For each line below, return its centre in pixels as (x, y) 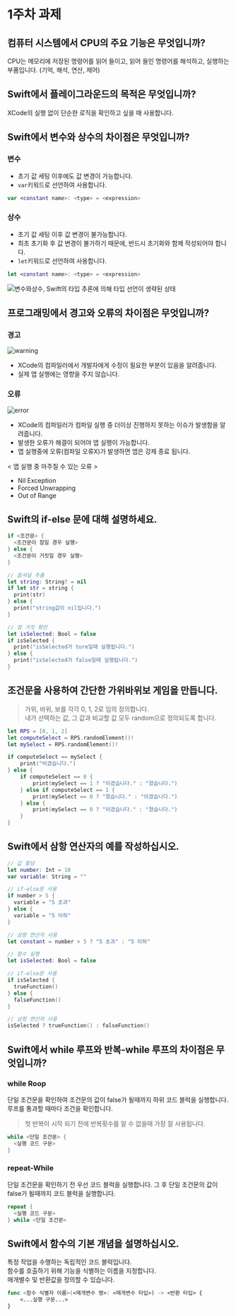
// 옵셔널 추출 (26, 575)
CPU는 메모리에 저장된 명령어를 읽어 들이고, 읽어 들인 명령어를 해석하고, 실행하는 (118, 61)
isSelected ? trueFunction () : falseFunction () (79, 1026)
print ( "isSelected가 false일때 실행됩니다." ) (76, 660)
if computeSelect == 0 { (57, 777)
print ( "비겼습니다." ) (48, 764)
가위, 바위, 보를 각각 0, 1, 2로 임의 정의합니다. (87, 709)
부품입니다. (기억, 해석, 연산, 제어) (54, 70)
